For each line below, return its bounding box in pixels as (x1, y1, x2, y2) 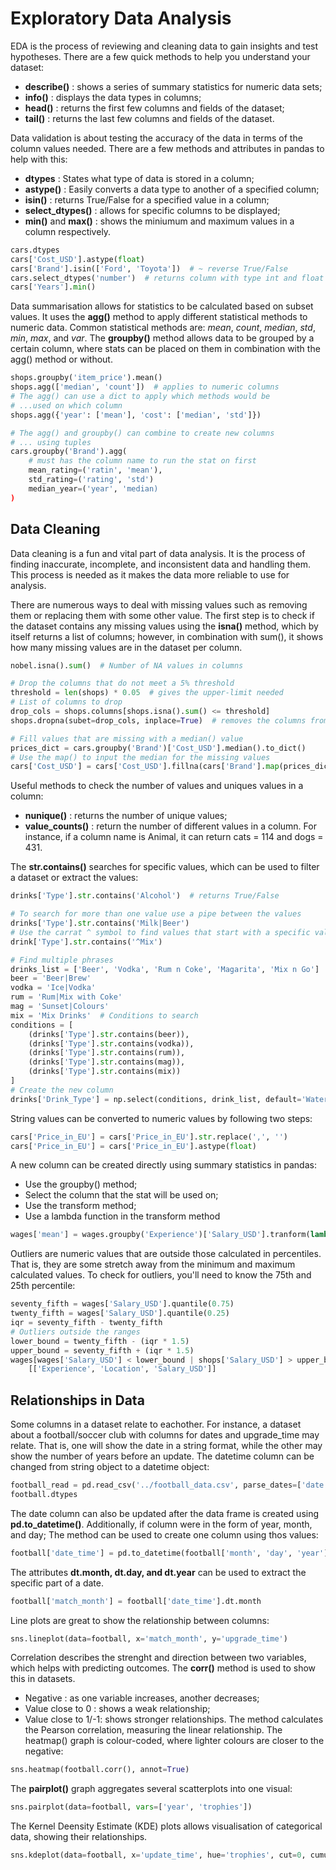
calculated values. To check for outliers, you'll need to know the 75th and (10, 1269, 312, 1281)
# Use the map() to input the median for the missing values (10, 752, 271, 762)
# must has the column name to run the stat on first (28, 456, 257, 466)
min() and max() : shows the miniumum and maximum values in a (24, 215, 295, 227)
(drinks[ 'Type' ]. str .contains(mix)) (28, 1067, 182, 1077)
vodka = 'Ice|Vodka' (10, 983, 97, 993)
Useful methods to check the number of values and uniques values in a (10, 780, 304, 792)
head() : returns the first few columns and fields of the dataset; (24, 102, 285, 114)
